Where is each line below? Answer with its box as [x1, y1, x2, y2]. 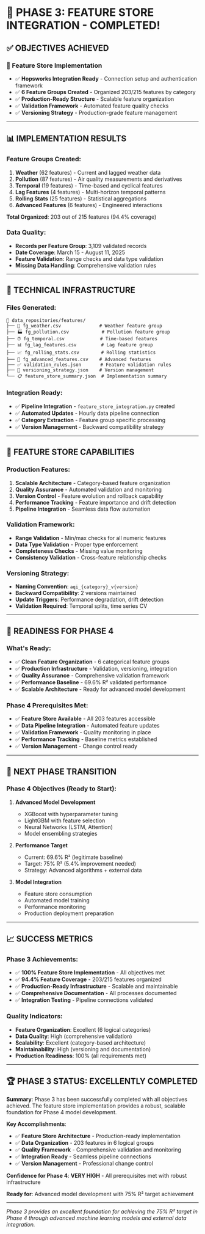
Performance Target [15, 841, 68, 849]
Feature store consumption [24, 890, 93, 897]
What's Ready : [6, 644, 51, 652]
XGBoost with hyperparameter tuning [24, 810, 118, 817]
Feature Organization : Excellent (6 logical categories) [15, 1026, 151, 1033]
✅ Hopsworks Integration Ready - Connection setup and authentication [15, 75, 197, 82]
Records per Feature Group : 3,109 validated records [15, 242, 147, 249]
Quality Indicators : [6, 1012, 63, 1021]
